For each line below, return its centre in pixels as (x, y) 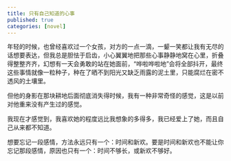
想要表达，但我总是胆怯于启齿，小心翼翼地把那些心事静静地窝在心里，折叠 (118, 55)
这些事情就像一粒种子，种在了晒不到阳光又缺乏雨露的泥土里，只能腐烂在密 (112, 72)
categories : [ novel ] (37, 26)
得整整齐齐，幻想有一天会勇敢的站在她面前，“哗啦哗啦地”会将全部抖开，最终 (115, 64)
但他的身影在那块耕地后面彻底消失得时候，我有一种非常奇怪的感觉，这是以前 (115, 96)
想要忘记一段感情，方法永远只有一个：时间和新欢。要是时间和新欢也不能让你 (115, 142)
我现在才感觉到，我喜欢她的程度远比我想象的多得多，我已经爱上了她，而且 (112, 119)
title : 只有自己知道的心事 (41, 13)
